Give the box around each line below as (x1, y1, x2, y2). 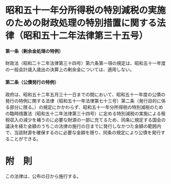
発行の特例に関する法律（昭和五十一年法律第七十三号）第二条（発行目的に (5, 97, 161, 104)
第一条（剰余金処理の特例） (5, 48, 64, 54)
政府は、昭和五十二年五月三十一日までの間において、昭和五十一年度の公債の (5, 91, 165, 97)
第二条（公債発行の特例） (5, 79, 59, 85)
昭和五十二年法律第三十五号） (23, 30, 149, 42)
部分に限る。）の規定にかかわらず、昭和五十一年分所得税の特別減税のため (9, 104, 163, 110)
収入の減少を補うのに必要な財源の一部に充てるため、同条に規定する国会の (9, 117, 166, 123)
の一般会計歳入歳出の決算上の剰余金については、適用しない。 (5, 66, 135, 72)
